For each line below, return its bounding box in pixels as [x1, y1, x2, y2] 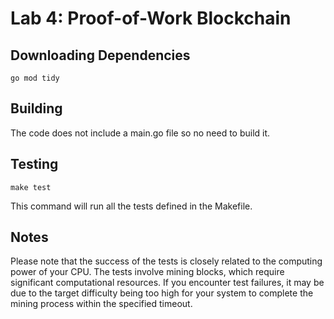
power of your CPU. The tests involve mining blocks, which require [10, 266, 285, 278]
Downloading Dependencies [10, 47, 191, 64]
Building [10, 100, 63, 117]
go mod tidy [10, 73, 60, 83]
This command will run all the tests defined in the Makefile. [10, 200, 253, 212]
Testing [10, 156, 59, 173]
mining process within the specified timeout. [10, 298, 193, 310]
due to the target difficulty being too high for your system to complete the [10, 287, 314, 299]
